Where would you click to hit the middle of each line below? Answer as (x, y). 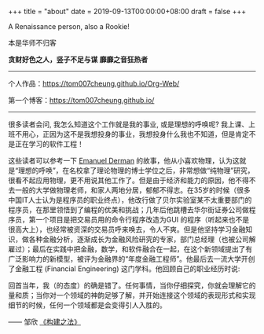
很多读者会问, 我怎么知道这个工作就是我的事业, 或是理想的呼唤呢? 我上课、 (128, 124)
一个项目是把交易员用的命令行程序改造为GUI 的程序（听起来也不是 (142, 220)
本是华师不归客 (32, 43)
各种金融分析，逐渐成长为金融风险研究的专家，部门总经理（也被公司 (139, 239)
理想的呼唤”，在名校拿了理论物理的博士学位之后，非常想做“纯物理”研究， (136, 171)
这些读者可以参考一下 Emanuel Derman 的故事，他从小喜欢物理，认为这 (124, 161)
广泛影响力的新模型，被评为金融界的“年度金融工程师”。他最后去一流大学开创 (132, 259)
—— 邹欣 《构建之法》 (44, 322)
